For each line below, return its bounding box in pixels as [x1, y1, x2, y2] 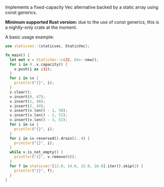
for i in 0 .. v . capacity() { [9, 62, 68, 67]
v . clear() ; [9, 90, 32, 94]
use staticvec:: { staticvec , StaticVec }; [5, 44, 90, 49]
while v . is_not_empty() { [9, 150, 64, 155]
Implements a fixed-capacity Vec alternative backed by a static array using [5, 4, 159, 10]
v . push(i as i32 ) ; [14, 67, 52, 72]
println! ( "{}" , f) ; [14, 168, 55, 173]
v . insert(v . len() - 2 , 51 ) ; [9, 113, 68, 118]
